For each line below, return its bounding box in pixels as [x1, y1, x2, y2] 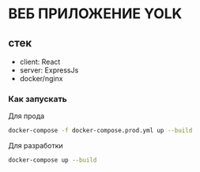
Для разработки [8, 141, 63, 151]
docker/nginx [19, 74, 63, 83]
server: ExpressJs [19, 65, 79, 75]
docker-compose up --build [8, 156, 97, 164]
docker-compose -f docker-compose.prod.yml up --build [8, 127, 193, 135]
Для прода [8, 111, 45, 121]
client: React [19, 57, 61, 66]
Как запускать [8, 93, 67, 104]
